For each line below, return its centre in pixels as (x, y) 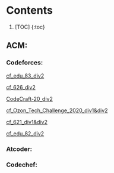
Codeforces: (25, 63)
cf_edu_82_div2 (25, 133)
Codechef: (22, 165)
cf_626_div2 (21, 87)
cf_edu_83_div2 (25, 76)
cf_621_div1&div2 (27, 122)
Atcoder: (19, 149)
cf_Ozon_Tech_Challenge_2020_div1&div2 (57, 110)
